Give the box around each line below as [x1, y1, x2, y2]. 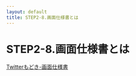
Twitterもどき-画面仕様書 [6, 63, 68, 71]
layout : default [6, 8, 47, 15]
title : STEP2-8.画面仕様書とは [6, 14, 79, 21]
